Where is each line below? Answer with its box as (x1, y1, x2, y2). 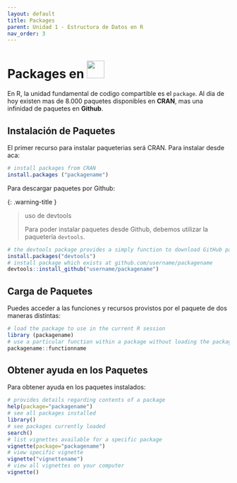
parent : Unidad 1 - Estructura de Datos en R (7, 23, 143, 30)
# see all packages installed (7, 410, 97, 417)
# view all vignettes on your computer (7, 463, 125, 470)
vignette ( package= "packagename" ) (7, 442, 106, 450)
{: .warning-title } (7, 197, 57, 206)
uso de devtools (24, 211, 72, 219)
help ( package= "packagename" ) (7, 403, 93, 410)
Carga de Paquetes (7, 285, 93, 297)
